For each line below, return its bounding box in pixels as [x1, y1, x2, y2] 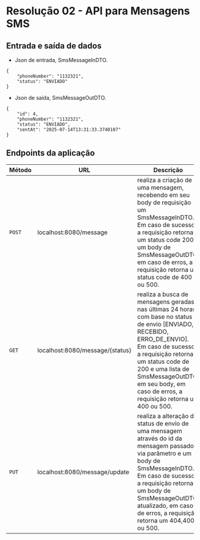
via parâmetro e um [137, 449, 192, 458]
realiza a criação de [137, 176, 192, 184]
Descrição [153, 165, 183, 174]
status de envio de [137, 419, 189, 428]
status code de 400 [137, 273, 192, 281]
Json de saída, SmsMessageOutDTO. [14, 94, 107, 101]
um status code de [137, 357, 189, 366]
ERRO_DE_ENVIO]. [137, 335, 189, 343]
